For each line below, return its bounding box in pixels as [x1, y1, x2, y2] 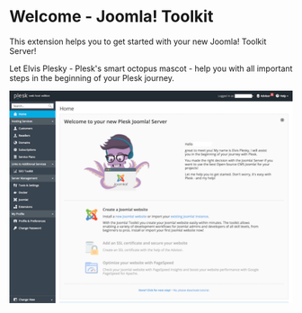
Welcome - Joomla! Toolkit [9, 6, 214, 27]
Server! [9, 45, 37, 56]
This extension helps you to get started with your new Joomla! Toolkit [9, 36, 267, 47]
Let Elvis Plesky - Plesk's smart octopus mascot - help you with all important [9, 63, 293, 74]
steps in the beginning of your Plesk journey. [9, 72, 175, 83]
